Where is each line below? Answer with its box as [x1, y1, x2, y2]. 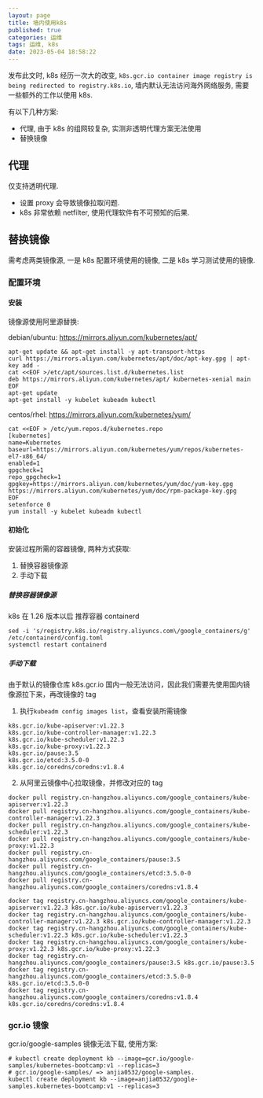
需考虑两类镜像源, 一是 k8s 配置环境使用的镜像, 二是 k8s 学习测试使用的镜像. [8, 255, 256, 264]
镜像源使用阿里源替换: [8, 316, 80, 326]
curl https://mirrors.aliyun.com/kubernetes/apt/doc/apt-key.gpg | [8, 355, 234, 363]
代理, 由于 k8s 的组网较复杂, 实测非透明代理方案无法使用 [19, 123, 202, 133]
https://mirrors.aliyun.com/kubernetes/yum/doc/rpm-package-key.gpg [8, 487, 237, 495]
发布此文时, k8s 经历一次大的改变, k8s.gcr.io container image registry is [8, 71, 253, 79]
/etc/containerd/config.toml [8, 634, 104, 642]
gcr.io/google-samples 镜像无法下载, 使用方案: [8, 1039, 159, 1048]
